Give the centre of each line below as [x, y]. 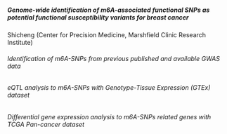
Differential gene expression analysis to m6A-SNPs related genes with [109, 116]
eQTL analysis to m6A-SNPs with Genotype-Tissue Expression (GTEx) [109, 88]
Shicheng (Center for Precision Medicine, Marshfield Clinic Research [106, 34]
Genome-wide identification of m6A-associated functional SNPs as [109, 10]
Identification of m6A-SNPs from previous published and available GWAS [113, 58]
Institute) [20, 42]
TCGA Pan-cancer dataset [46, 124]
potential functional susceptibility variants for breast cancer [98, 17]
